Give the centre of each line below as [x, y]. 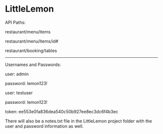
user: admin [17, 74]
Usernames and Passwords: [33, 65]
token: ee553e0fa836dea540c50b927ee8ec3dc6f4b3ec [62, 111]
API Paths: [15, 22]
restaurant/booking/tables [31, 50]
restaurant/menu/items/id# [32, 41]
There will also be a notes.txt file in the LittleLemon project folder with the [79, 121]
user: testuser [19, 93]
